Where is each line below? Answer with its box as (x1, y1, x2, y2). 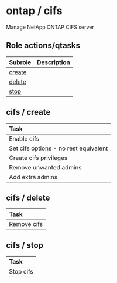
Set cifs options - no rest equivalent (9, 144, 108, 152)
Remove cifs (9, 220, 43, 228)
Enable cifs (9, 134, 40, 142)
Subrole (9, 58, 32, 66)
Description (37, 58, 70, 66)
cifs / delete (6, 192, 50, 202)
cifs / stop (6, 240, 44, 250)
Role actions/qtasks (6, 41, 81, 51)
